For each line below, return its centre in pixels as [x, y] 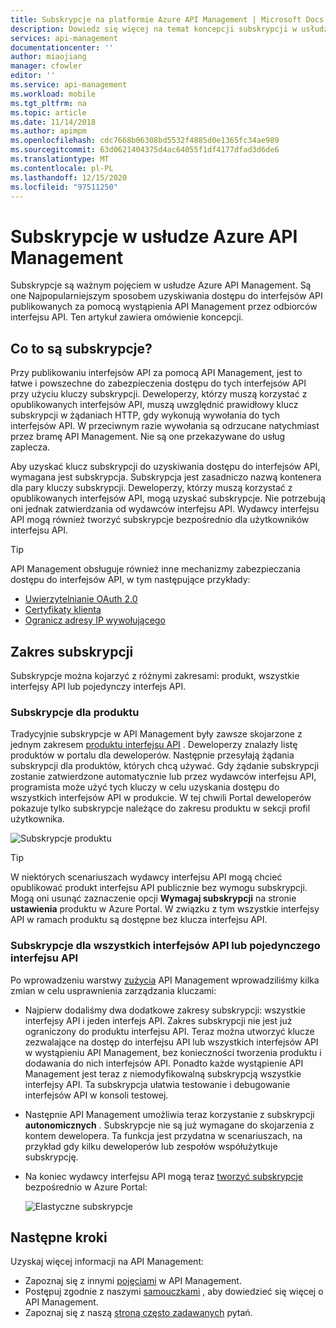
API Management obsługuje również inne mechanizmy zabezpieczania [155, 569]
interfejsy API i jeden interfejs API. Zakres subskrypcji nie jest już [158, 1020]
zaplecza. [30, 447]
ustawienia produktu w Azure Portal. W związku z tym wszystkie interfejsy [165, 909]
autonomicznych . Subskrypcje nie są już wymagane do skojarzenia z [169, 1125]
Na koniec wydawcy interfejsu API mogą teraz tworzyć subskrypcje [164, 1176]
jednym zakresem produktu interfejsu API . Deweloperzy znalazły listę [154, 745]
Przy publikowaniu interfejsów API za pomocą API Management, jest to [156, 373]
